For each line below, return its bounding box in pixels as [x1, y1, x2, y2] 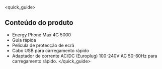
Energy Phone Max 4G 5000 [12, 32, 71, 38]
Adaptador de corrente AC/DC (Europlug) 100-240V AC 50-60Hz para [12, 53, 157, 59]
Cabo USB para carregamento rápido [12, 47, 89, 54]
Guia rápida [12, 37, 36, 43]
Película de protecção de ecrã [12, 42, 74, 48]
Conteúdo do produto [5, 18, 73, 27]
